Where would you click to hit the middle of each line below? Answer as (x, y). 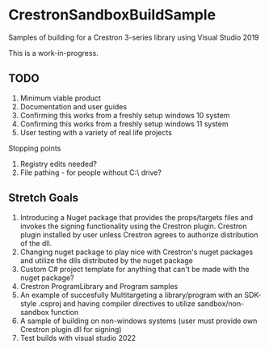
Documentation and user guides (74, 106)
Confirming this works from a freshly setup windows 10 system (125, 115)
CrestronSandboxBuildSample (112, 15)
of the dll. (36, 243)
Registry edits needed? (58, 164)
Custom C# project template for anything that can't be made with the (134, 269)
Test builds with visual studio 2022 (78, 338)
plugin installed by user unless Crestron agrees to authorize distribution (139, 234)
